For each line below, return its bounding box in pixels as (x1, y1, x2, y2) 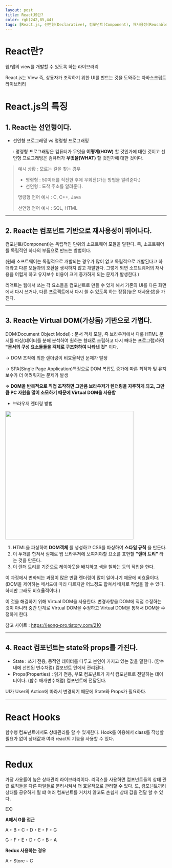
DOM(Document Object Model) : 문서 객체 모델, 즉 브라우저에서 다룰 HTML (5, 331, 158, 337)
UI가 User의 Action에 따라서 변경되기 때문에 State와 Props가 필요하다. (5, 688, 147, 694)
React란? (5, 46, 44, 57)
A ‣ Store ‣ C (5, 857, 33, 864)
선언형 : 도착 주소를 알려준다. (25, 183, 83, 189)
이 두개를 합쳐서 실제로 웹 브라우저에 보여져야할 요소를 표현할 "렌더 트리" (12, 551, 159, 557)
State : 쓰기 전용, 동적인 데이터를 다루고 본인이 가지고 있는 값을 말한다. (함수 (12, 658, 164, 664)
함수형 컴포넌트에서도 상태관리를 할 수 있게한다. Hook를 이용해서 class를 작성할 (5, 729, 164, 735)
